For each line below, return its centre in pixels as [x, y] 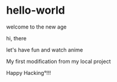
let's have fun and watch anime [45, 50]
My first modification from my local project [59, 61]
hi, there [16, 38]
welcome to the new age [36, 27]
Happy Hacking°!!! [29, 72]
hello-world [36, 10]
